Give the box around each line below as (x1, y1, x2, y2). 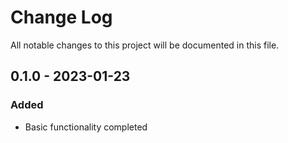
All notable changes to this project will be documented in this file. (10, 39, 280, 51)
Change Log (10, 6, 113, 29)
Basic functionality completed (24, 121, 148, 133)
